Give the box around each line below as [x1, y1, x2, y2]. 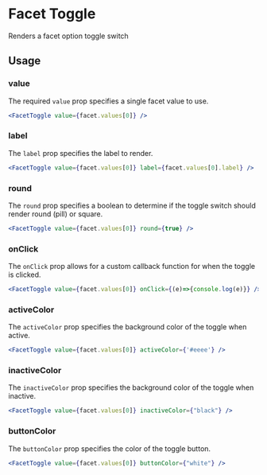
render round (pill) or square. [8, 208, 103, 219]
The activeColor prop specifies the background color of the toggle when [8, 322, 247, 332]
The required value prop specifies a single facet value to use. [8, 96, 209, 106]
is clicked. [8, 270, 41, 279]
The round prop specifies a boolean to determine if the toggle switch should [8, 201, 256, 210]
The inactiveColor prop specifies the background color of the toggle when [8, 383, 254, 392]
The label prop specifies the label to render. [8, 148, 153, 158]
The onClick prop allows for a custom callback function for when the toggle [8, 262, 256, 271]
